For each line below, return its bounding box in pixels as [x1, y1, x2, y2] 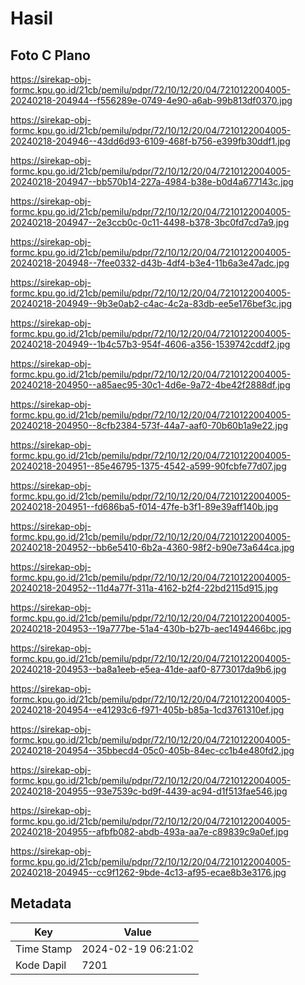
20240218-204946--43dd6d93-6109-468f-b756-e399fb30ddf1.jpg [10, 135, 291, 147]
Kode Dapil [15, 958, 67, 972]
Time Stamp [15, 942, 73, 956]
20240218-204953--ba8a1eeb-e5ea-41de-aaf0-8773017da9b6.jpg [10, 663, 287, 675]
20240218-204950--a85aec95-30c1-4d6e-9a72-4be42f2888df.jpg [10, 379, 291, 391]
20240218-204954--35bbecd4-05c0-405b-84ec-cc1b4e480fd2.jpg [10, 745, 295, 756]
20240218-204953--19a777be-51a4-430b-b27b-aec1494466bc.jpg [10, 623, 292, 634]
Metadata [10, 895, 72, 912]
